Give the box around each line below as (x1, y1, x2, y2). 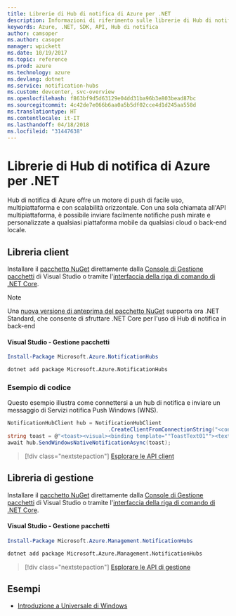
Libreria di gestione (7, 472, 94, 484)
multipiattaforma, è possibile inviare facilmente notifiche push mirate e (7, 211, 211, 220)
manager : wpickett (7, 43, 61, 50)
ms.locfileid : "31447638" (7, 128, 83, 135)
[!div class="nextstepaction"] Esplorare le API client (24, 452, 174, 460)
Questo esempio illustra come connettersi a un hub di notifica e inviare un (7, 399, 221, 407)
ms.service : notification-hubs (7, 82, 99, 89)
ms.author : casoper (7, 36, 65, 43)
